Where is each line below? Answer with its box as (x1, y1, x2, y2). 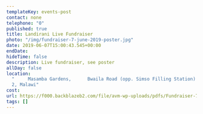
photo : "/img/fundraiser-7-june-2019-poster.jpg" (6, 37, 134, 43)
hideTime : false (6, 54, 47, 60)
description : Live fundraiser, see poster (6, 59, 115, 65)
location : (6, 71, 31, 77)
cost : (6, 87, 20, 93)
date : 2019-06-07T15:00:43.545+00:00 (6, 43, 101, 49)
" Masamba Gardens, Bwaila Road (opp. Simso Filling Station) (11, 76, 196, 82)
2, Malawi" (11, 82, 39, 88)
